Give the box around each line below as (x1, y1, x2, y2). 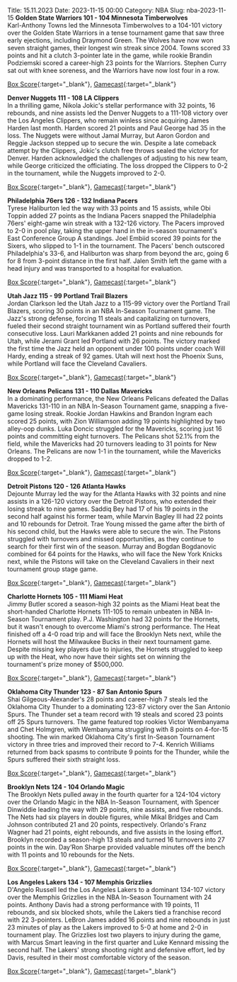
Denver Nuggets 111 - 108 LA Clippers (7, 94, 120, 102)
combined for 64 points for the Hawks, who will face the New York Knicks (7, 550, 223, 558)
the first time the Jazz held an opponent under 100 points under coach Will (7, 344, 226, 353)
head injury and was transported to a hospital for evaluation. (7, 264, 183, 272)
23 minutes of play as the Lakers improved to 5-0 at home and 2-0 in (7, 923, 209, 931)
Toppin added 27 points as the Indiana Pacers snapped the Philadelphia (7, 212, 216, 220)
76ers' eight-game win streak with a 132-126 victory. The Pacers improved (7, 219, 225, 227)
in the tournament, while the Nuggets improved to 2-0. (7, 169, 166, 177)
